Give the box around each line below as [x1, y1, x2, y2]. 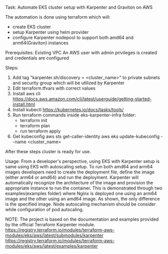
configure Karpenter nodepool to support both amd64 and [12, 35, 134, 40]
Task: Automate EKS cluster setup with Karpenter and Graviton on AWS [5, 5, 153, 10]
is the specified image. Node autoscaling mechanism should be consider [5, 201, 156, 207]
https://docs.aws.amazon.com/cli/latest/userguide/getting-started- [12, 96, 152, 102]
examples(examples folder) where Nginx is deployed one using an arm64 [5, 190, 157, 196]
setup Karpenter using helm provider [12, 29, 89, 35]
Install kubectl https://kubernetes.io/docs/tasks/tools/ [12, 107, 124, 112]
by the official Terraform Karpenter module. [5, 222, 96, 227]
